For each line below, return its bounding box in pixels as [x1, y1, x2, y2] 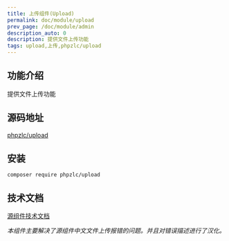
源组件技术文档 [7, 212, 50, 220]
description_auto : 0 [7, 29, 67, 37]
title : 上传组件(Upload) [7, 10, 75, 17]
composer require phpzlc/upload [7, 172, 100, 178]
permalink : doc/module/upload [7, 17, 95, 24]
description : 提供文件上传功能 [7, 36, 89, 43]
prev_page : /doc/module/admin [7, 23, 95, 30]
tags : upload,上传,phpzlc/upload [7, 42, 102, 49]
